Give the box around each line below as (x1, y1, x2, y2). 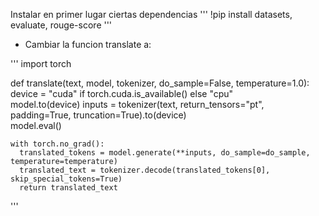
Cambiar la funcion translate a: (24, 39, 152, 50)
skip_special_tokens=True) (10, 174, 123, 184)
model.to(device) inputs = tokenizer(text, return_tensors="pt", (10, 99, 265, 110)
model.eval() (10, 120, 62, 131)
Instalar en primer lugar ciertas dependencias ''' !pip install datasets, (10, 9, 293, 20)
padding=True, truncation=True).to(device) (10, 109, 187, 121)
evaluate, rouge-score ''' (10, 19, 113, 31)
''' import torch (10, 58, 72, 69)
